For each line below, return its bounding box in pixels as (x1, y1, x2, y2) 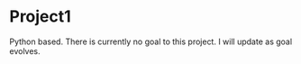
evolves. (9, 45, 41, 56)
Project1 (9, 6, 72, 27)
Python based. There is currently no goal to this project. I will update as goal (9, 36, 293, 47)
